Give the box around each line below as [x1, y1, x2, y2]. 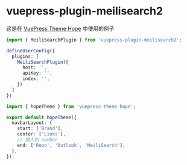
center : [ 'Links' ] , [17, 131, 66, 137]
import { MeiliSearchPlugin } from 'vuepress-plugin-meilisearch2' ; [6, 37, 182, 43]
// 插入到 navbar [17, 137, 58, 143]
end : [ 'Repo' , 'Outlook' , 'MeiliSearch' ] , [17, 142, 125, 148]
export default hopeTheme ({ [6, 114, 77, 120]
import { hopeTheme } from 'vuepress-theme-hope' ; [6, 104, 136, 110]
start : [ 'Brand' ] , [17, 125, 63, 132]
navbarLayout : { [11, 120, 52, 126]
